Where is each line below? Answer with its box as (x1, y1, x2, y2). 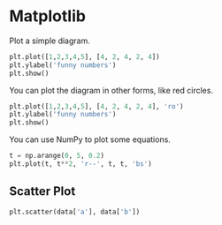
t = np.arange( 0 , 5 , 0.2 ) (9, 152, 104, 161)
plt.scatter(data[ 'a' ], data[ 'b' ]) (9, 207, 141, 216)
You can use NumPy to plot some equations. (9, 134, 171, 145)
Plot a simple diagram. (9, 35, 90, 46)
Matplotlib (9, 6, 87, 26)
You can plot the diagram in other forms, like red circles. (9, 85, 214, 95)
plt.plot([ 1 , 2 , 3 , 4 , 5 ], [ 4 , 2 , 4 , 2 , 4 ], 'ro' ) (9, 101, 184, 111)
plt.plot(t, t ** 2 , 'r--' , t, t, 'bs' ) (9, 160, 152, 169)
